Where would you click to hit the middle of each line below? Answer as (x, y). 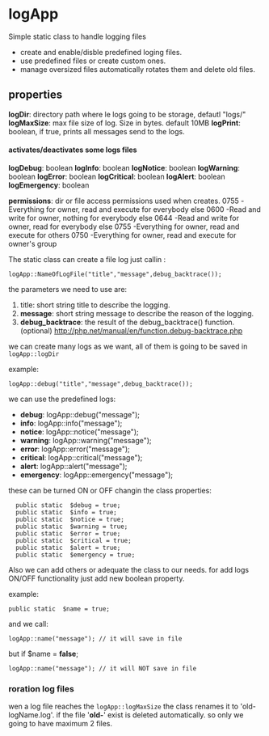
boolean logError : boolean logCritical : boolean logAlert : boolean (117, 176)
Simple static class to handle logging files (78, 36)
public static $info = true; (66, 512)
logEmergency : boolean (49, 185)
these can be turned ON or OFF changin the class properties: (110, 490)
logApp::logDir (34, 354)
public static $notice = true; (70, 519)
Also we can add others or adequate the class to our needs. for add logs (128, 569)
